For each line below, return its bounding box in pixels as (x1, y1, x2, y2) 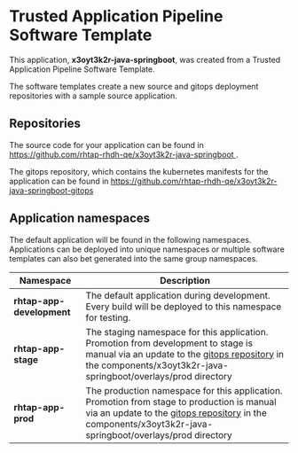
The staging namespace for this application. (85, 325, 269, 338)
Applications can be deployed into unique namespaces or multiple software (9, 244, 286, 254)
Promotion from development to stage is (85, 337, 253, 349)
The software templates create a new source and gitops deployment (9, 81, 259, 91)
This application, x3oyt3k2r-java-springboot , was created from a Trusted (9, 54, 281, 65)
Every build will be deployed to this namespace (85, 300, 282, 312)
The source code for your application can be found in (9, 139, 204, 150)
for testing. (85, 311, 131, 324)
